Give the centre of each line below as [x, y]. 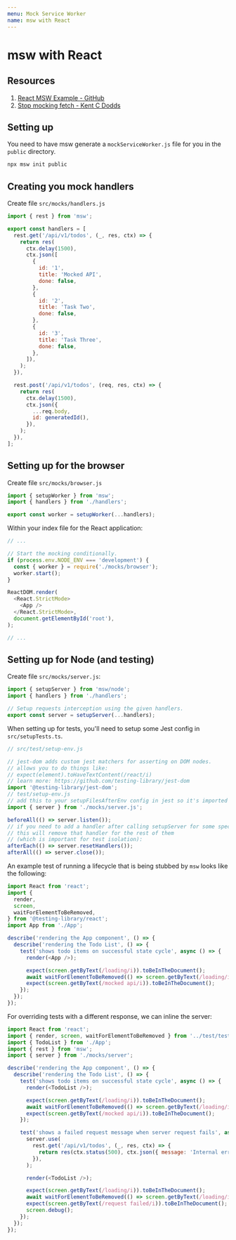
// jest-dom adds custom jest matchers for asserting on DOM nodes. [110, 761]
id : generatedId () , [61, 418]
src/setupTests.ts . [35, 736]
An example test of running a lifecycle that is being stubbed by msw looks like [118, 866]
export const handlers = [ [47, 229]
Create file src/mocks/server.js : [54, 677]
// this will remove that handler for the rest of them [91, 833]
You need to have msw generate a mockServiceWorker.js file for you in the [114, 144]
